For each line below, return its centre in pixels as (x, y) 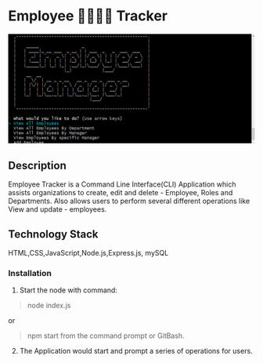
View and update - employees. (58, 209)
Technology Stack (53, 234)
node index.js (49, 306)
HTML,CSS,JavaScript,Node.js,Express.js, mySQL (88, 253)
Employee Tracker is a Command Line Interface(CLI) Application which (122, 184)
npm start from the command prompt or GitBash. (106, 336)
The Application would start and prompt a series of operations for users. (136, 351)
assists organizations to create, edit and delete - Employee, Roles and (121, 193)
